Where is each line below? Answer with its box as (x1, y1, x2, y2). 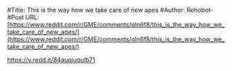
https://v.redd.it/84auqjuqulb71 (7, 56, 96, 64)
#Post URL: (7, 13, 39, 21)
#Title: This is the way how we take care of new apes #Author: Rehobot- (7, 6, 213, 14)
